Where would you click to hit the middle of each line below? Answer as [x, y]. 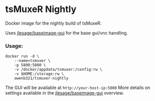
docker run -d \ [22, 56]
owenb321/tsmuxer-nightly [42, 78]
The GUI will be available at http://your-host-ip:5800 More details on [78, 88]
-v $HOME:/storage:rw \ [39, 74]
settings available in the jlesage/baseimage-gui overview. [65, 93]
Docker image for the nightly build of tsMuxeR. [54, 23]
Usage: [14, 46]
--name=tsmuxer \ [32, 61]
